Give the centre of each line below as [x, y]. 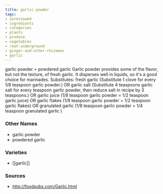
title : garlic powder [27, 10]
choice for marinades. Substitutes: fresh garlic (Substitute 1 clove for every [81, 80]
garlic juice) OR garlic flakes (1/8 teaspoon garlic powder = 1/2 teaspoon [78, 101]
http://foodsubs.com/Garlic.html [45, 187]
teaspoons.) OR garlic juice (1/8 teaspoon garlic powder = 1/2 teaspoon [77, 95]
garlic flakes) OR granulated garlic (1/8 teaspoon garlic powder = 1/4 [74, 106]
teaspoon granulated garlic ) [34, 111]
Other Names [21, 124]
